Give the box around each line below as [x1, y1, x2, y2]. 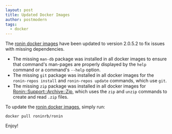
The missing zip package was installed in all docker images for [12, 83, 146, 90]
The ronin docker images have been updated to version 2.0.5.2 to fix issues [5, 40, 165, 47]
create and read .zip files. [12, 94, 69, 100]
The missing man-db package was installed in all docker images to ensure [12, 56, 167, 62]
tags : [5, 21, 17, 27]
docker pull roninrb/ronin [5, 114, 63, 119]
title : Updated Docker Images [5, 12, 70, 17]
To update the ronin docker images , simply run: [5, 104, 105, 110]
